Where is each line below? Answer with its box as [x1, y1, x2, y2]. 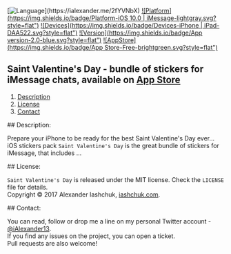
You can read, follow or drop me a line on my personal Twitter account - [7, 217, 212, 225]
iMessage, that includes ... [7, 149, 82, 157]
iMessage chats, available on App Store [7, 74, 181, 86]
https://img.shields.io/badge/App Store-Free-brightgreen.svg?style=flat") [9, 44, 219, 51]
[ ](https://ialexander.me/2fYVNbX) [7, 7, 140, 15]
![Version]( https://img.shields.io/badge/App [79, 28, 203, 37]
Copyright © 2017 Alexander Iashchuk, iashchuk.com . [7, 190, 161, 199]
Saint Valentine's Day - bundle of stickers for [7, 63, 204, 75]
